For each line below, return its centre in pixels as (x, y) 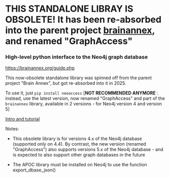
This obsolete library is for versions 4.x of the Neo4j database (77, 139)
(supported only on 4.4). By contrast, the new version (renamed (79, 144)
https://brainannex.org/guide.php (40, 68)
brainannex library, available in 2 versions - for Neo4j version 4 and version (84, 104)
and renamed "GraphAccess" (69, 41)
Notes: (12, 129)
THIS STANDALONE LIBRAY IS (69, 9)
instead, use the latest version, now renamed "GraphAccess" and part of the (85, 98)
